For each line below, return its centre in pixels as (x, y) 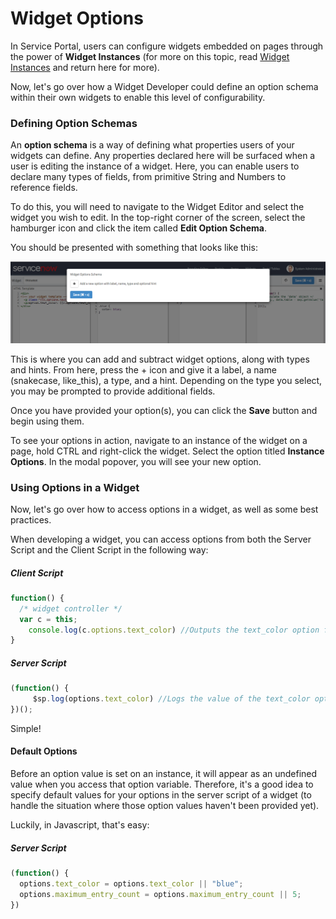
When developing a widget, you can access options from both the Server (161, 539)
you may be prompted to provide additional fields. (113, 391)
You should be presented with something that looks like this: (134, 248)
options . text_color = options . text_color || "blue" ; (131, 883)
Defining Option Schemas (74, 123)
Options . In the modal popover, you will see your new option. (136, 461)
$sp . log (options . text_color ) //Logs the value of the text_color (171, 699)
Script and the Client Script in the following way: (109, 549)
